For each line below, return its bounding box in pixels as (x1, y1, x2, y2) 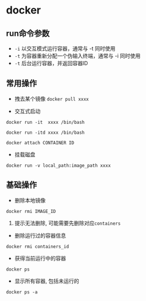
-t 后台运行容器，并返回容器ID (14, 60, 88, 66)
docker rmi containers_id (6, 243, 69, 249)
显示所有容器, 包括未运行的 (14, 277, 79, 285)
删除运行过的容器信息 (14, 232, 66, 239)
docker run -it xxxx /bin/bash (6, 119, 85, 125)
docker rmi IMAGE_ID (6, 208, 57, 214)
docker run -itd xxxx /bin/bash (6, 130, 85, 136)
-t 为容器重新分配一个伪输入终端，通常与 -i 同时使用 (14, 52, 141, 59)
